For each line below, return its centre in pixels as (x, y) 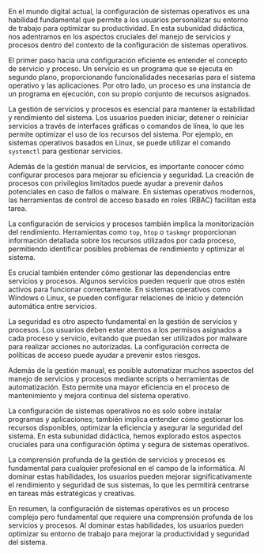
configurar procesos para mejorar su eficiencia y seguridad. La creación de (131, 175)
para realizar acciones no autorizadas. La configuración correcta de (119, 346)
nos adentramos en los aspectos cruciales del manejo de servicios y (120, 36)
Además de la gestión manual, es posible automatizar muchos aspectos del (131, 370)
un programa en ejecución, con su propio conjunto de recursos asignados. (130, 94)
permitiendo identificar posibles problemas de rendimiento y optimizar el (126, 249)
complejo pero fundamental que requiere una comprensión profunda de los (131, 517)
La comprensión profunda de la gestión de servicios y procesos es (117, 460)
